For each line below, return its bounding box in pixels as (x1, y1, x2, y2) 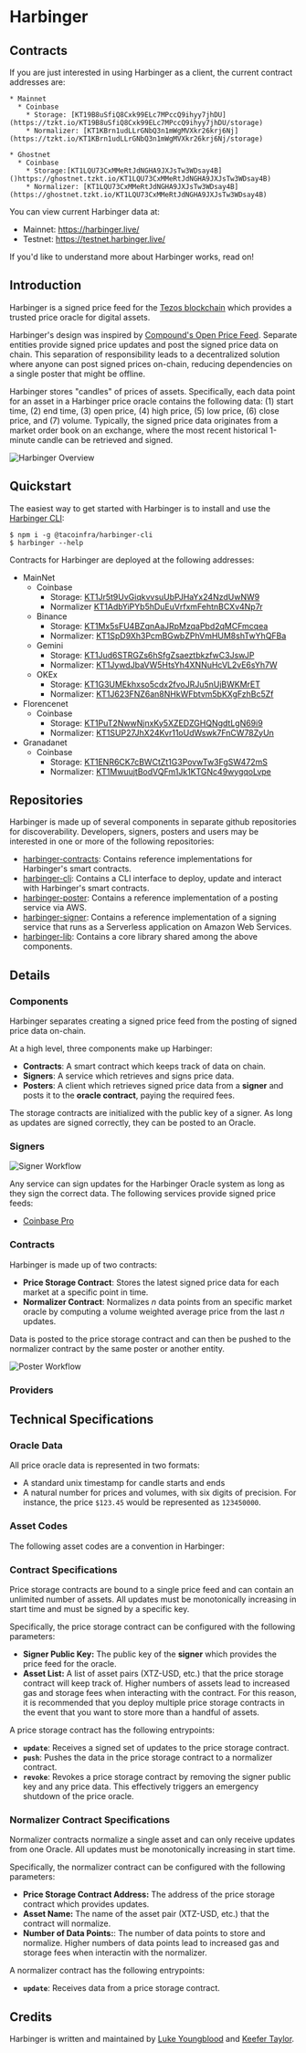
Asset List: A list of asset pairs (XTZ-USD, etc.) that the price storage (22, 1668, 284, 1679)
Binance (36, 610, 68, 622)
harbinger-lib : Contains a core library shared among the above (22, 932, 259, 942)
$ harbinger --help (9, 538, 84, 547)
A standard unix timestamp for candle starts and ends (22, 1478, 226, 1489)
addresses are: (9, 77, 66, 88)
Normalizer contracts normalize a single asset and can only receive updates (9, 1834, 295, 1846)
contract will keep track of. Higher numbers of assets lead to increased (22, 1678, 290, 1689)
